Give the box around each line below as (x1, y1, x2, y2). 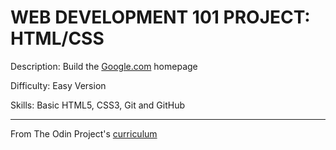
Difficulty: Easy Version (10, 79, 107, 91)
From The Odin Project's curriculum (10, 127, 158, 140)
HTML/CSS (10, 27, 105, 50)
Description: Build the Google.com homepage (10, 60, 198, 72)
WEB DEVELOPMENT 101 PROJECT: (10, 6, 311, 29)
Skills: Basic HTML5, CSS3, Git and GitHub (10, 99, 186, 111)
